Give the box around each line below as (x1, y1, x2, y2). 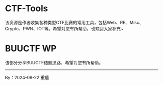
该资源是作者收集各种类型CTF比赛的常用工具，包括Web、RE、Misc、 (5, 19, 144, 25)
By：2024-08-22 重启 (5, 74, 49, 80)
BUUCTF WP (5, 43, 57, 54)
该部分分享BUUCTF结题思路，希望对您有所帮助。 (5, 59, 103, 66)
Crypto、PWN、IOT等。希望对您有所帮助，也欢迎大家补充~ (5, 25, 124, 32)
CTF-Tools (5, 3, 48, 14)
